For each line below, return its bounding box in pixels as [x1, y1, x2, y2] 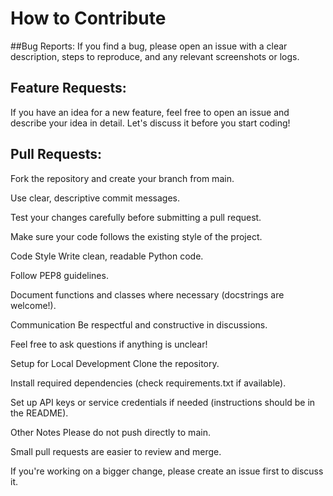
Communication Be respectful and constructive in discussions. [10, 318, 268, 331]
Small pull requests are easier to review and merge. [10, 445, 222, 457]
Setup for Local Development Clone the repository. [10, 357, 220, 369]
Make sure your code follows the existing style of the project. [10, 230, 263, 242]
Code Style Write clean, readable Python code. [10, 250, 204, 262]
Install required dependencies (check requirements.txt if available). [10, 377, 287, 389]
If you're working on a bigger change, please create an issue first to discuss [10, 465, 324, 477]
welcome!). [10, 299, 57, 311]
